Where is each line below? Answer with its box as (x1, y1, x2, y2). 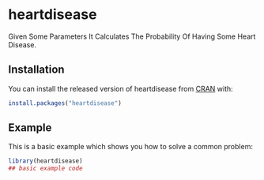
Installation (8, 63, 65, 77)
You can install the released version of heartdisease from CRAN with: (8, 84, 233, 93)
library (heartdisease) (8, 157, 83, 165)
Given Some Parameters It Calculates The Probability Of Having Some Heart (8, 32, 256, 41)
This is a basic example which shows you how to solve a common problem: (8, 142, 253, 152)
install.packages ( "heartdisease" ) (8, 99, 123, 107)
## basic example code (8, 164, 83, 173)
